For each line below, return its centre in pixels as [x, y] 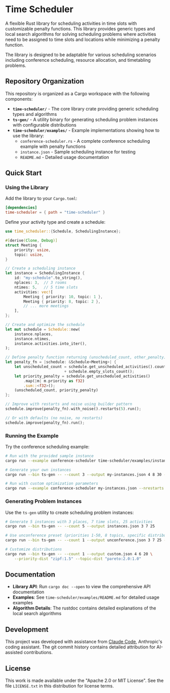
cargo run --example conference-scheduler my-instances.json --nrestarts [85, 488]
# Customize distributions [34, 549]
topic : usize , [29, 255]
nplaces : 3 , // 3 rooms [40, 283]
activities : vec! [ [34, 292]
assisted [14, 653]
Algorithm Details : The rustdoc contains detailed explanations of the [84, 608]
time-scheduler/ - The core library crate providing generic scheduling [85, 109]
